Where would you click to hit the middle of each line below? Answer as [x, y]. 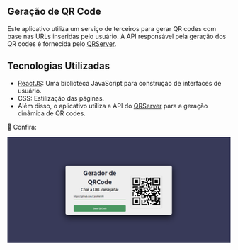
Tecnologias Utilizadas [59, 66]
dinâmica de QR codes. [52, 113]
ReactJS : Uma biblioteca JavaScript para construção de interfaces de [119, 83]
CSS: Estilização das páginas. [61, 98]
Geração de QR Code [54, 12]
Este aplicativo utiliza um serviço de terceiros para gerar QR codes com [112, 28]
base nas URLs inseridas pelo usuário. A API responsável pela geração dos [117, 36]
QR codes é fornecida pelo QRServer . [62, 44]
